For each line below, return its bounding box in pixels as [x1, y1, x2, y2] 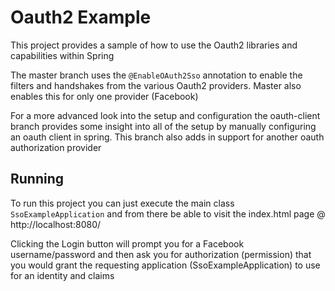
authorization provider [10, 141, 102, 153]
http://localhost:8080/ [10, 218, 102, 230]
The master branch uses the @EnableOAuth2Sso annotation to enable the [10, 69, 303, 81]
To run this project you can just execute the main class [10, 197, 235, 209]
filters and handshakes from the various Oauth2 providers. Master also [10, 79, 302, 91]
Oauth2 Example [10, 6, 152, 29]
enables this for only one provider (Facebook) [10, 90, 199, 102]
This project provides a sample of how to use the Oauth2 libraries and [10, 39, 298, 51]
